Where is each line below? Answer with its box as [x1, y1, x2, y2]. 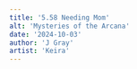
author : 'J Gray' [9, 38, 74, 47]
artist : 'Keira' [9, 47, 70, 56]
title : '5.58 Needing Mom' [9, 13, 110, 22]
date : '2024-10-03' [9, 30, 82, 39]
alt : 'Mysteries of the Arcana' [9, 22, 130, 30]
